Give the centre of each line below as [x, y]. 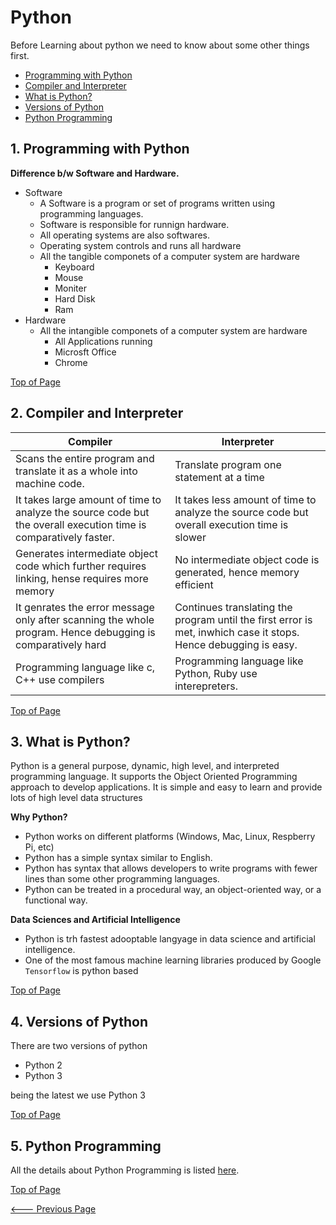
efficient [194, 584]
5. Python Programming [86, 1146]
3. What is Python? [70, 741]
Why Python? [39, 817]
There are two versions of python [79, 1046]
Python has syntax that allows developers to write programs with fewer [171, 868]
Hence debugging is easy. [236, 644]
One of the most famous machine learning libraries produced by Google [173, 960]
